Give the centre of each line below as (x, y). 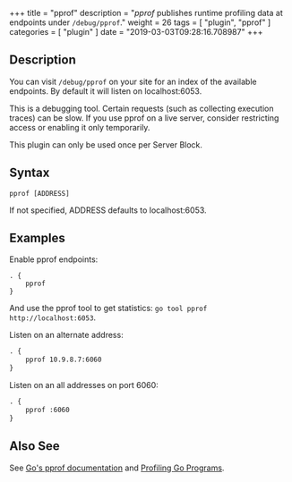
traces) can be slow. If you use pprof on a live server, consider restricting (144, 118)
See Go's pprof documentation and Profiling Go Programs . (117, 468)
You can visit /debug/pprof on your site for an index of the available (133, 81)
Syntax (30, 173)
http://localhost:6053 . (53, 317)
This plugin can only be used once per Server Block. (106, 144)
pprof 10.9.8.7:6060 (64, 360)
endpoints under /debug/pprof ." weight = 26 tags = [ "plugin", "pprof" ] (140, 22)
